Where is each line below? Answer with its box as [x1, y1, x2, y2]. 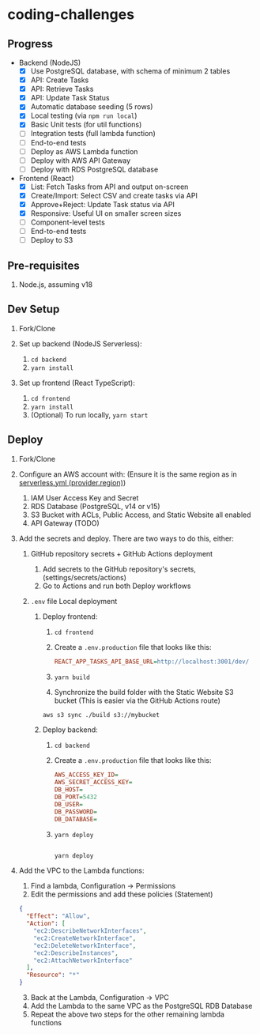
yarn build [54, 674, 90, 681]
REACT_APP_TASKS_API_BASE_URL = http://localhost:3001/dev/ [54, 658, 250, 666]
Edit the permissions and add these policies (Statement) [30, 889, 213, 899]
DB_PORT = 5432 [54, 793, 98, 801]
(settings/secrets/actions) [42, 572, 127, 582]
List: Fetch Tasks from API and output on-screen [30, 182, 189, 191]
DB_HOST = [54, 786, 84, 794]
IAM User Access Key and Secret [30, 492, 139, 503]
